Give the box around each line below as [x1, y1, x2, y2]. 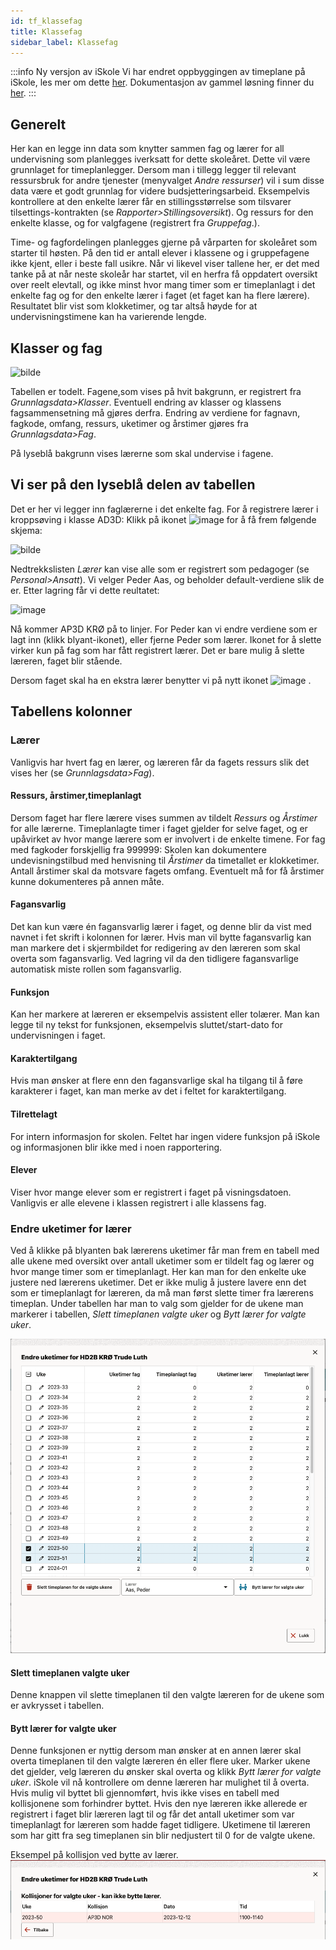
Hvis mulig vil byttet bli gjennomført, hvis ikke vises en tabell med [10, 1787, 280, 1799]
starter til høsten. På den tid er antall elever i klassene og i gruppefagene [10, 247, 310, 259]
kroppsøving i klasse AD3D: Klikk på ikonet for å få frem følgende [10, 513, 317, 525]
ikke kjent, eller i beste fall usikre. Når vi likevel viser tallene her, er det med [10, 258, 320, 270]
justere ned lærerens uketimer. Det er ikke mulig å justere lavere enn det [10, 1276, 307, 1289]
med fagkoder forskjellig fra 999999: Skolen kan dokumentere [10, 843, 267, 855]
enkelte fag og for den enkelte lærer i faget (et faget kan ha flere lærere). [10, 290, 310, 302]
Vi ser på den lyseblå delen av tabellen [10, 476, 256, 494]
